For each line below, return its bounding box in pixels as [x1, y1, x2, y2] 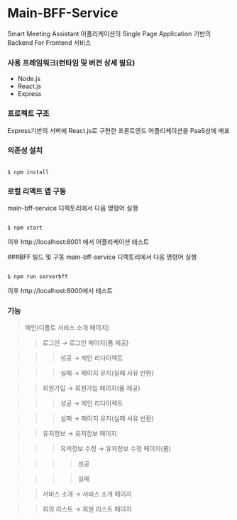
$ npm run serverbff [7, 273, 69, 280]
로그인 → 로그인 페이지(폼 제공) [42, 339, 129, 347]
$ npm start [7, 224, 43, 232]
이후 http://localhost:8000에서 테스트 [7, 287, 114, 295]
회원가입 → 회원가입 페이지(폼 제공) [42, 384, 140, 393]
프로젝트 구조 [7, 109, 50, 119]
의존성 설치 [7, 146, 43, 156]
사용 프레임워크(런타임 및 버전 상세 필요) [7, 58, 136, 68]
